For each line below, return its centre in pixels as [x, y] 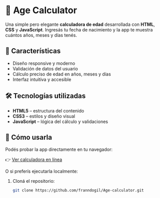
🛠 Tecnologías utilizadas [45, 96]
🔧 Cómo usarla [29, 137]
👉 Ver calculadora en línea [34, 160]
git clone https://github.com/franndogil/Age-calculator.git [78, 190]
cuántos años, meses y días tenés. [41, 35]
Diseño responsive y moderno [44, 63]
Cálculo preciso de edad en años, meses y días [62, 74]
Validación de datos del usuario [45, 68]
